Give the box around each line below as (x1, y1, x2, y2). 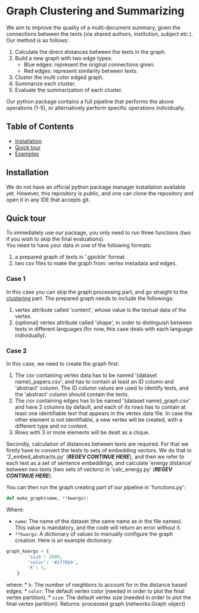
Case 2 (6, 347, 27, 355)
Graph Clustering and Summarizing (6, 4, 185, 18)
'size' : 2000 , (27, 554, 63, 560)
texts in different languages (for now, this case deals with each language (14, 325, 194, 332)
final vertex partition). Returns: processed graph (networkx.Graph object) (6, 600, 186, 608)
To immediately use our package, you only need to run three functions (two (6, 229, 191, 237)
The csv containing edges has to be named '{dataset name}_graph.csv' (14, 397, 191, 404)
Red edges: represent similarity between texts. (23, 67, 138, 74)
